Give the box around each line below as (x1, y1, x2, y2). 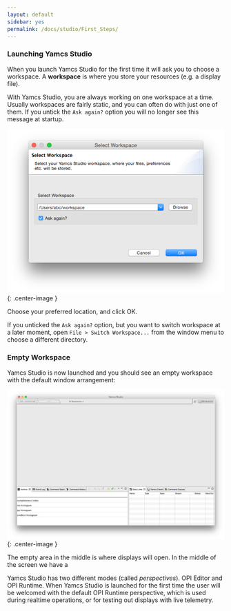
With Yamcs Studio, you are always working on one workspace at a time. (7, 93, 214, 101)
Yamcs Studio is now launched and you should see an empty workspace (7, 369, 213, 377)
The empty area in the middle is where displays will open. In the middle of (7, 553, 217, 561)
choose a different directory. (7, 335, 88, 344)
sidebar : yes (7, 18, 45, 25)
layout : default (7, 11, 54, 18)
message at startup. (7, 114, 64, 123)
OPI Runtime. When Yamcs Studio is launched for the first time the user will (7, 581, 221, 590)
